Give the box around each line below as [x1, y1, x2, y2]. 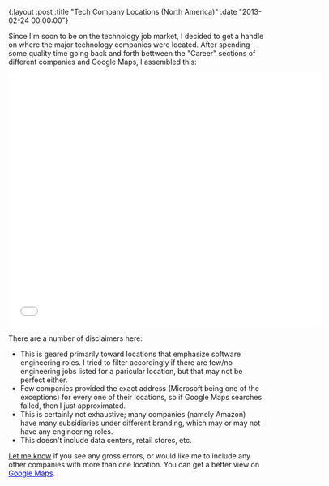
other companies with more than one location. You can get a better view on [8, 460, 260, 469]
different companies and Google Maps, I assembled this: [8, 57, 197, 67]
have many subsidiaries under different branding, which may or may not [19, 418, 261, 428]
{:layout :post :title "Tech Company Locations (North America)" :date [8, 7, 237, 16]
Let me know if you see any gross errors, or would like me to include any [8, 451, 251, 461]
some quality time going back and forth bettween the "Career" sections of [8, 49, 256, 58]
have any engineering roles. [19, 427, 113, 437]
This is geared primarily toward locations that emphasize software [19, 349, 241, 359]
